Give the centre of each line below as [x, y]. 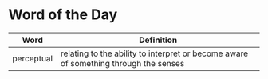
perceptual [33, 58]
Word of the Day [63, 15]
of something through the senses [122, 63]
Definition [158, 40]
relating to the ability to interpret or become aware [154, 53]
